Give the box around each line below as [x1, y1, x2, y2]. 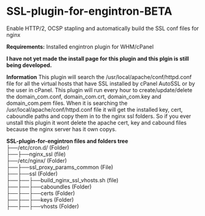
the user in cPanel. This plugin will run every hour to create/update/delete [6, 86, 193, 93]
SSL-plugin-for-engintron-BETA [6, 4, 172, 18]
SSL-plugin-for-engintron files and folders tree [6, 137, 129, 145]
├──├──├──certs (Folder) [6, 189, 75, 197]
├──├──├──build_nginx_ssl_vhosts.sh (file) [6, 176, 118, 183]
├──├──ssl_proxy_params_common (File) [6, 163, 114, 171]
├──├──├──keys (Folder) [6, 196, 74, 203]
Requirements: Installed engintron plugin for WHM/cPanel [6, 43, 154, 50]
